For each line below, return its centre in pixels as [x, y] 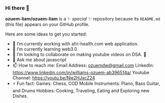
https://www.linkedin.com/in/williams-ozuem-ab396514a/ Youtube [81, 72]
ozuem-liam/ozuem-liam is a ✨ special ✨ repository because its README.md [83, 19]
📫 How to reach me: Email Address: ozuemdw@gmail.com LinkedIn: [83, 65]
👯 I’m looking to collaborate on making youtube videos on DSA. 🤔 [79, 54]
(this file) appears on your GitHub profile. [47, 24]
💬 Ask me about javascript [39, 60]
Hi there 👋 [17, 8]
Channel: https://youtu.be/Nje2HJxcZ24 [54, 78]
